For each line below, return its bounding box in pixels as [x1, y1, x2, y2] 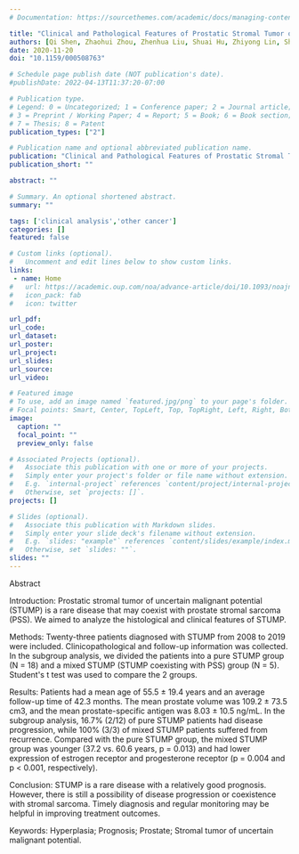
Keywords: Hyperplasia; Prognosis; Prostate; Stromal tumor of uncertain [9, 825, 274, 835]
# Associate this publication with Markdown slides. [9, 520, 217, 530]
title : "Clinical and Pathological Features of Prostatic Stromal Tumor [9, 28, 285, 38]
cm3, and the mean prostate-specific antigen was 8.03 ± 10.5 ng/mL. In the [9, 705, 286, 716]
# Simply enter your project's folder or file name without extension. [9, 471, 289, 481]
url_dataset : [9, 331, 58, 341]
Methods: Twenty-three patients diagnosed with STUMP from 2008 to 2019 [9, 631, 287, 642]
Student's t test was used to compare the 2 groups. [9, 669, 198, 679]
